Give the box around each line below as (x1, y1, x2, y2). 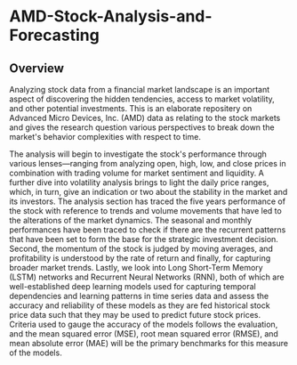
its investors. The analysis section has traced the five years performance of (9, 196, 286, 207)
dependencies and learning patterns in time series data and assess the (9, 291, 269, 301)
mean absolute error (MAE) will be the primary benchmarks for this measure (9, 338, 289, 348)
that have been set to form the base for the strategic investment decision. (9, 234, 278, 244)
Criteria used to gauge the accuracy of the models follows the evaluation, (9, 319, 278, 329)
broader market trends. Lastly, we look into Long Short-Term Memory (9, 263, 264, 272)
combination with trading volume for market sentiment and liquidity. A (9, 167, 264, 178)
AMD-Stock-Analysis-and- (9, 6, 213, 27)
